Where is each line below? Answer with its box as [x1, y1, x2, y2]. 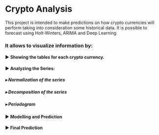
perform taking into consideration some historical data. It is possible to [5, 24, 148, 30]
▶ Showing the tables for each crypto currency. [5, 54, 105, 60]
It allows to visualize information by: [5, 42, 93, 49]
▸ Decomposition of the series [5, 89, 67, 95]
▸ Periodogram [5, 101, 36, 107]
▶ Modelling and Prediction [5, 113, 63, 119]
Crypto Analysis [5, 3, 72, 15]
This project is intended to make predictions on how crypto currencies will [5, 20, 155, 25]
